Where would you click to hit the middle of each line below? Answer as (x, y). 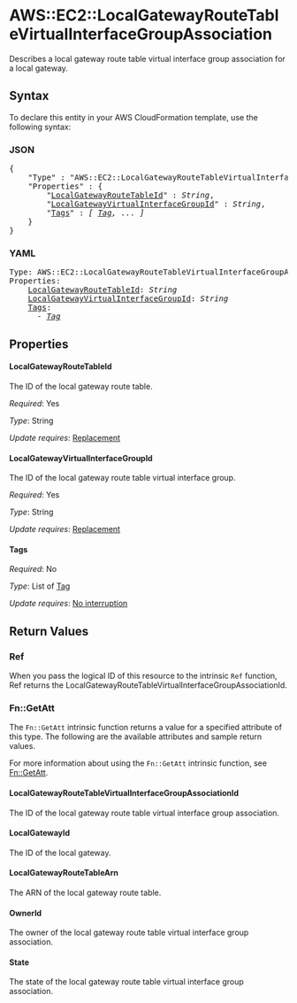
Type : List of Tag (40, 586)
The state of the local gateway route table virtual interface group (127, 982)
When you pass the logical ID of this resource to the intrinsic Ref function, (143, 676)
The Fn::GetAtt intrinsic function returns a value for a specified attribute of (146, 728)
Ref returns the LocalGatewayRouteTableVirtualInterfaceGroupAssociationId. (148, 685)
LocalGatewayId (40, 833)
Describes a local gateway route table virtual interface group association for (147, 58)
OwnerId (26, 913)
